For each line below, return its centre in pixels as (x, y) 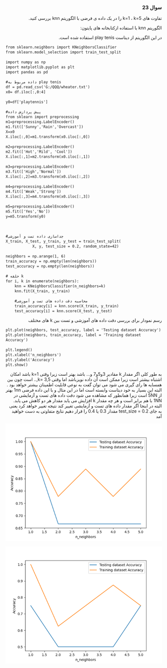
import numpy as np (26, 62)
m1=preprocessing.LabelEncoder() (40, 122)
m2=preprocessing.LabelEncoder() (40, 147)
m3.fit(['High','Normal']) (33, 172)
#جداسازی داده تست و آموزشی (35, 236)
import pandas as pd (27, 72)
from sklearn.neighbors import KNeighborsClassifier (61, 47)
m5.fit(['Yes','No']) (28, 212)
